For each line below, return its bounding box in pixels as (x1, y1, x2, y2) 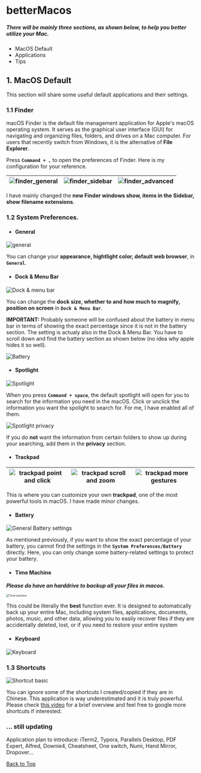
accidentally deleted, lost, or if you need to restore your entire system (6, 621, 178, 628)
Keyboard (14, 635, 40, 642)
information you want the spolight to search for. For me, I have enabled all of (6, 404, 194, 411)
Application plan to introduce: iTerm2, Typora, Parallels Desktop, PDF (6, 736, 177, 743)
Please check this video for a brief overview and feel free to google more (6, 701, 187, 708)
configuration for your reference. (6, 163, 87, 170)
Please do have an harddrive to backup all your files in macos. (6, 582, 165, 589)
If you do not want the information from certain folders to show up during (6, 433, 187, 441)
